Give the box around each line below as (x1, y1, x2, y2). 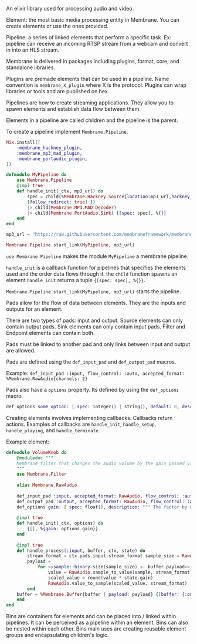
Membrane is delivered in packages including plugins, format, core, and (6, 58, 180, 65)
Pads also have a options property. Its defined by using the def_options (6, 386, 179, 393)
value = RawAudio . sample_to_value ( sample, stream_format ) (47, 570, 193, 575)
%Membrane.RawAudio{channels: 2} (6, 375, 88, 382)
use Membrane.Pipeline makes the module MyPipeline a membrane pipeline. (6, 252, 189, 260)
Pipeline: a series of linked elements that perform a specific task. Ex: (6, 34, 172, 40)
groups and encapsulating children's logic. (6, 632, 109, 639)
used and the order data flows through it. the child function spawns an (6, 270, 178, 277)
